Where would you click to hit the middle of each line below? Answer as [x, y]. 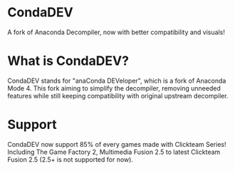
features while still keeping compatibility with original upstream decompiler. [118, 95]
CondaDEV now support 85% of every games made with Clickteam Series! [117, 144]
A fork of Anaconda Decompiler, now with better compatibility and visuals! [116, 32]
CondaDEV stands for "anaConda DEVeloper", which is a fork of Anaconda [117, 81]
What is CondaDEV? [68, 61]
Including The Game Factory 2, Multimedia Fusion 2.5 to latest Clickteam [114, 152]
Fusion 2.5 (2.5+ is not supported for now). [70, 159]
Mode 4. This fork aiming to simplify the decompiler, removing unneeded [114, 88]
